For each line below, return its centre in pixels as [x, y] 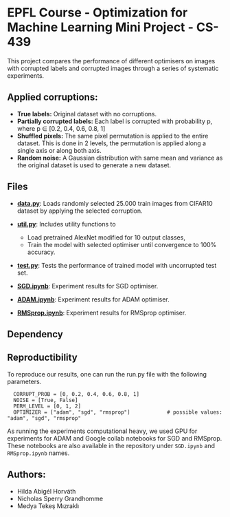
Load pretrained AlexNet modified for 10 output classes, [106, 237]
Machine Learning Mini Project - [101, 27]
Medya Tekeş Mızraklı [48, 506]
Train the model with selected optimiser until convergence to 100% [122, 244]
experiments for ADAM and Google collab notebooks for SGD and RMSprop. [115, 438]
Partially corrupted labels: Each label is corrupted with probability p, [115, 121]
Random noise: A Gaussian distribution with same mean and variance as [120, 158]
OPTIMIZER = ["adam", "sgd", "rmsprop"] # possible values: [118, 412]
